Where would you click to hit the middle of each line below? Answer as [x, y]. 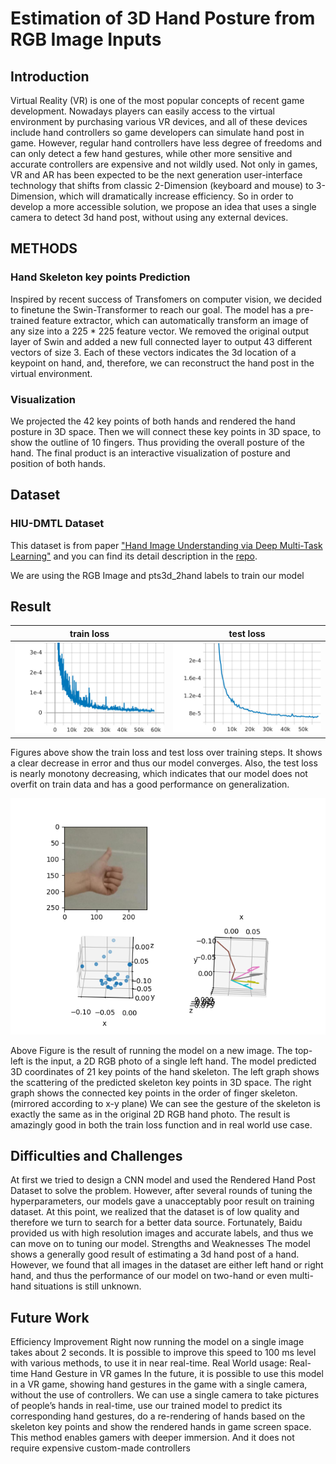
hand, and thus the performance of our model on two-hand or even [149, 1276]
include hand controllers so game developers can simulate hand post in [157, 132]
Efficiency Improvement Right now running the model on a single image [157, 1342]
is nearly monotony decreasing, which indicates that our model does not [159, 773]
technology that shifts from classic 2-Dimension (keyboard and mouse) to [162, 185]
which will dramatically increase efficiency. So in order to [176, 196]
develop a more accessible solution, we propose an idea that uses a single [163, 206]
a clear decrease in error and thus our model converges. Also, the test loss [164, 763]
